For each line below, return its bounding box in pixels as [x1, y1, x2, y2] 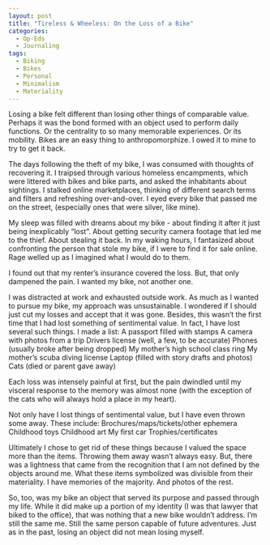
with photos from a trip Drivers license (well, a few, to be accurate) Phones [8, 335, 258, 345]
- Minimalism [15, 79, 60, 87]
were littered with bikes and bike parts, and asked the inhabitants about [8, 177, 247, 186]
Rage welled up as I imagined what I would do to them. [8, 253, 191, 262]
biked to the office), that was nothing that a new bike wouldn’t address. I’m [8, 510, 258, 520]
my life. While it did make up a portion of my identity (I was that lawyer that [8, 501, 259, 511]
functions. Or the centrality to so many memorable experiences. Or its [8, 126, 242, 136]
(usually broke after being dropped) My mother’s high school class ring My [8, 344, 258, 354]
